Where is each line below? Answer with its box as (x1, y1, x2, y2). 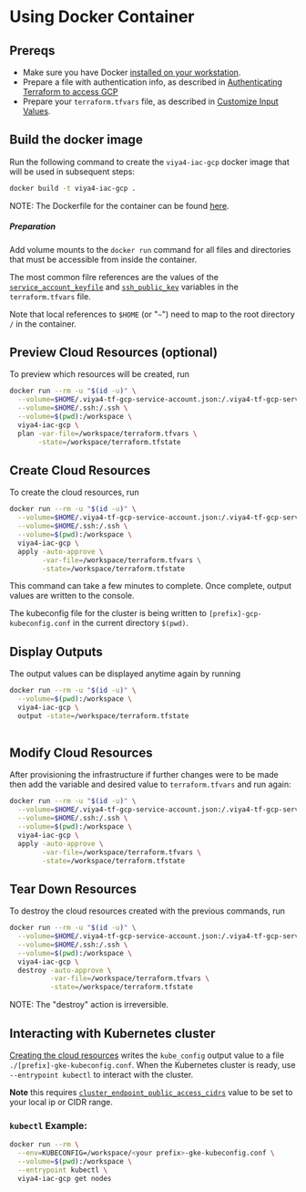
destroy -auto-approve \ (17, 966, 112, 975)
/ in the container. (9, 318, 77, 329)
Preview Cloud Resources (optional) (9, 345, 219, 361)
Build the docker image (9, 132, 143, 148)
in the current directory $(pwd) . (72, 618, 189, 629)
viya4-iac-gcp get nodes (17, 1174, 112, 1183)
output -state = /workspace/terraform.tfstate (17, 711, 189, 720)
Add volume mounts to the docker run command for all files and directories (9, 244, 291, 255)
